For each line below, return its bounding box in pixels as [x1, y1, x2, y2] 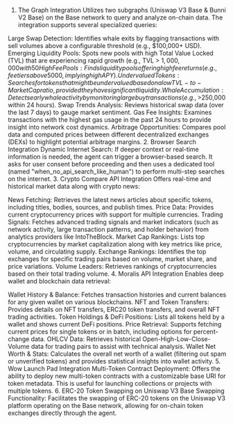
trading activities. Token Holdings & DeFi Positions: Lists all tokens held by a [8, 313, 225, 321]
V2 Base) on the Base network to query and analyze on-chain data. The [17, 13, 223, 22]
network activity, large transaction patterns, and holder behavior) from [8, 226, 209, 233]
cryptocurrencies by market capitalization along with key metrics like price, [8, 240, 223, 248]
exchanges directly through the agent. [8, 409, 117, 417]
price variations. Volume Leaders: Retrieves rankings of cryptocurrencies [8, 262, 217, 270]
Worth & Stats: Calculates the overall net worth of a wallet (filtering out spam [8, 350, 227, 358]
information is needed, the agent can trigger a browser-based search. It [8, 152, 213, 161]
